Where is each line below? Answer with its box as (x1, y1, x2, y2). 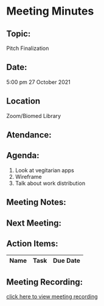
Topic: (6, 29, 31, 39)
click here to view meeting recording (6, 293, 99, 301)
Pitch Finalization (6, 44, 49, 52)
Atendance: (6, 130, 52, 141)
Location (6, 96, 41, 106)
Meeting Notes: (6, 197, 66, 207)
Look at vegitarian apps (15, 166, 75, 174)
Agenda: (6, 150, 40, 161)
